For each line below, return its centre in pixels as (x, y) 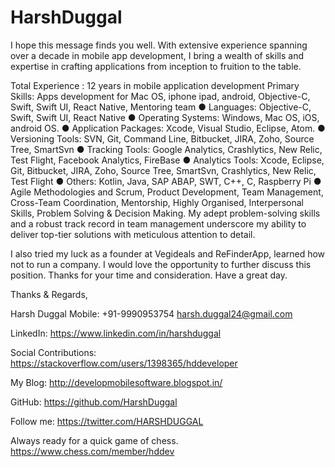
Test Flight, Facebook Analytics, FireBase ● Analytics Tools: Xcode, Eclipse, (167, 160)
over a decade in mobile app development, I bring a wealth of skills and (157, 55)
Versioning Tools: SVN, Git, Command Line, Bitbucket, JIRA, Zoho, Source (162, 138)
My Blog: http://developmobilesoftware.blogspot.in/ (116, 382)
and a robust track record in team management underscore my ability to (158, 223)
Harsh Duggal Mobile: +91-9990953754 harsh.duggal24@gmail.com (151, 313)
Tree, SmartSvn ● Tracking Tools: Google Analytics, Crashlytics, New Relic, (166, 149)
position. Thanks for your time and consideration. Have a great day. (149, 275)
